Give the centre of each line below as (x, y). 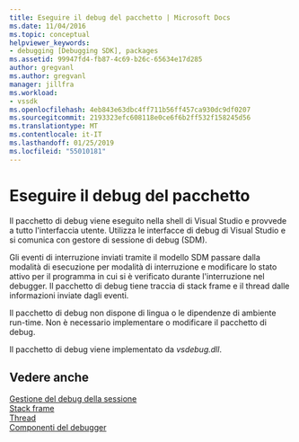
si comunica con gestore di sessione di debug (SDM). (109, 240)
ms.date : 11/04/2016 (48, 26)
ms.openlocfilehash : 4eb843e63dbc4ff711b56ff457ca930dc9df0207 (130, 110)
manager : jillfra (42, 84)
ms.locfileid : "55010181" (57, 151)
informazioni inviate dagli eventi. (69, 295)
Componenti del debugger (58, 428)
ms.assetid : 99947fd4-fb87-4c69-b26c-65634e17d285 (106, 59)
